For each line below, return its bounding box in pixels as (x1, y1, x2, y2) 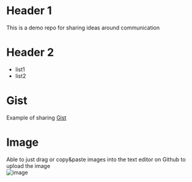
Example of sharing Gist (6, 114, 67, 121)
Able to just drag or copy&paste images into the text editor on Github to (6, 156, 186, 163)
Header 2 (6, 45, 54, 59)
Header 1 (6, 4, 52, 18)
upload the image (6, 162, 51, 169)
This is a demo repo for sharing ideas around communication (6, 24, 160, 31)
